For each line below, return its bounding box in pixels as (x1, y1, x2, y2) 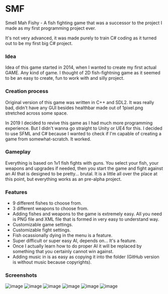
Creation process (5, 88, 49, 95)
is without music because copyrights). (12, 259, 92, 265)
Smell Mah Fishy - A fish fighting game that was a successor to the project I (5, 20, 162, 26)
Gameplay (5, 149, 31, 156)
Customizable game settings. (12, 222, 73, 228)
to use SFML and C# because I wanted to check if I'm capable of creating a (5, 130, 162, 136)
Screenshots (5, 272, 37, 279)
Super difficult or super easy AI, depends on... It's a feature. (12, 238, 137, 244)
